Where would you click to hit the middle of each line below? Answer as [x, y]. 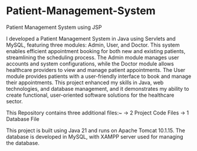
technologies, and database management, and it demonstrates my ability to [98, 88]
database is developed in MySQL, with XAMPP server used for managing [95, 136]
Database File [23, 119]
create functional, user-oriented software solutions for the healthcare [90, 95]
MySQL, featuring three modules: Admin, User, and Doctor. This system [93, 45]
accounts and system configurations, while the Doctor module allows [90, 64]
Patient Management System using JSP [54, 27]
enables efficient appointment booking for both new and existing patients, [96, 51]
